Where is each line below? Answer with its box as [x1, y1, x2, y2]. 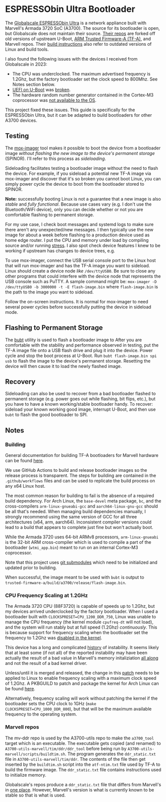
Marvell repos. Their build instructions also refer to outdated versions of [5, 41, 152, 47]
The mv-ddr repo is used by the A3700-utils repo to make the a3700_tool [5, 735, 154, 741]
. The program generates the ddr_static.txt [65, 751, 156, 757]
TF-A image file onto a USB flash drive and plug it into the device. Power [5, 347, 153, 353]
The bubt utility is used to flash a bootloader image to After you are [5, 337, 142, 343]
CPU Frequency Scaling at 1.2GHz [5, 592, 88, 599]
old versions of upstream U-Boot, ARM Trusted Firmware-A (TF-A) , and [5, 36, 151, 42]
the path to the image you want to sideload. [5, 289, 94, 295]
